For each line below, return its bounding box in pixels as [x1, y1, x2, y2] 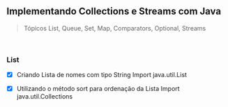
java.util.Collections [16, 92, 73, 101]
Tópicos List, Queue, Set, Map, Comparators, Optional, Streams [23, 24, 206, 32]
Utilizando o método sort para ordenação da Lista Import [16, 85, 180, 93]
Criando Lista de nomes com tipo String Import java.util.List [16, 71, 188, 79]
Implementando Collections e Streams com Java [6, 6, 221, 17]
